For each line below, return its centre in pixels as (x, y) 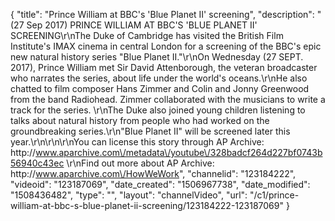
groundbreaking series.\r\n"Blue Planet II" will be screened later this (150, 131)
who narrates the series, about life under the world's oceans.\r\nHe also (159, 78)
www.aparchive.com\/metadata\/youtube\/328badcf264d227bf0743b (179, 152)
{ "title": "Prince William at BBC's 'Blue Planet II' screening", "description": (162, 14)
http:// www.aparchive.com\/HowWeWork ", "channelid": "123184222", (153, 173)
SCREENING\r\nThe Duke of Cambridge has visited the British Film (147, 35)
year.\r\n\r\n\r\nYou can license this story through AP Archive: (137, 142)
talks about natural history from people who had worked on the (140, 120)
